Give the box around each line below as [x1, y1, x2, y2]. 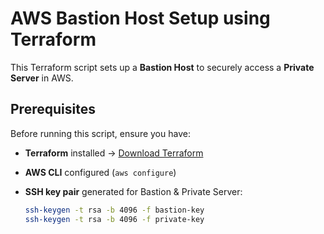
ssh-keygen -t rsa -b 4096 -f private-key [24, 214, 205, 224]
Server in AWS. [10, 72, 74, 84]
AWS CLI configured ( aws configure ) [24, 166, 177, 178]
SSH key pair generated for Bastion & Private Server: [24, 185, 243, 197]
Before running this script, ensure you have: [10, 127, 191, 139]
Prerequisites [10, 101, 96, 118]
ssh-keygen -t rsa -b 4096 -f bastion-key [24, 205, 205, 215]
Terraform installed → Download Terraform [24, 147, 204, 159]
